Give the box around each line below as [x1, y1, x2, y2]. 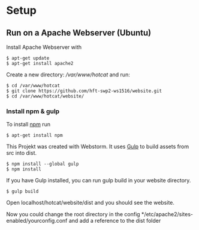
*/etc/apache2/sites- [141, 211, 194, 218]
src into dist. [6, 149, 37, 157]
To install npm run [6, 121, 51, 128]
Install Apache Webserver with [6, 43, 82, 51]
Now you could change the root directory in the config [6, 211, 140, 218]
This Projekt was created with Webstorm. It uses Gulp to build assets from [6, 143, 189, 151]
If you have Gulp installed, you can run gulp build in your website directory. [6, 177, 191, 184]
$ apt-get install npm [6, 132, 63, 138]
